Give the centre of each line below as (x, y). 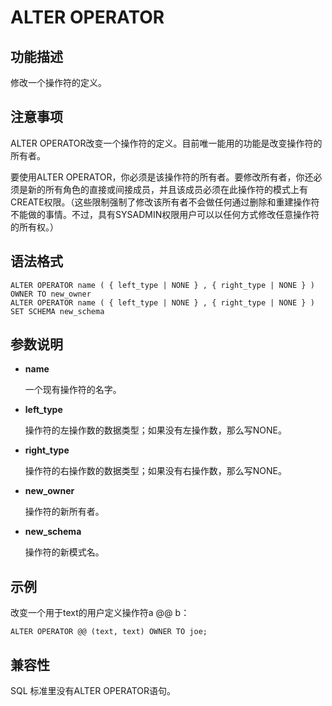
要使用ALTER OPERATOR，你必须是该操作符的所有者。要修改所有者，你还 (162, 177)
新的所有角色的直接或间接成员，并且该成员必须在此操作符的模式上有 (167, 189)
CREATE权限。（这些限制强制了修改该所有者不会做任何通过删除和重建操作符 (165, 202)
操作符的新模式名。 (64, 552)
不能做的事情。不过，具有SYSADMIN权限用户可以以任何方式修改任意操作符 (165, 214)
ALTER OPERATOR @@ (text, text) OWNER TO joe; (109, 632)
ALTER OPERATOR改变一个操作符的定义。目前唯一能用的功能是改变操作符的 (166, 143)
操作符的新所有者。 (64, 512)
